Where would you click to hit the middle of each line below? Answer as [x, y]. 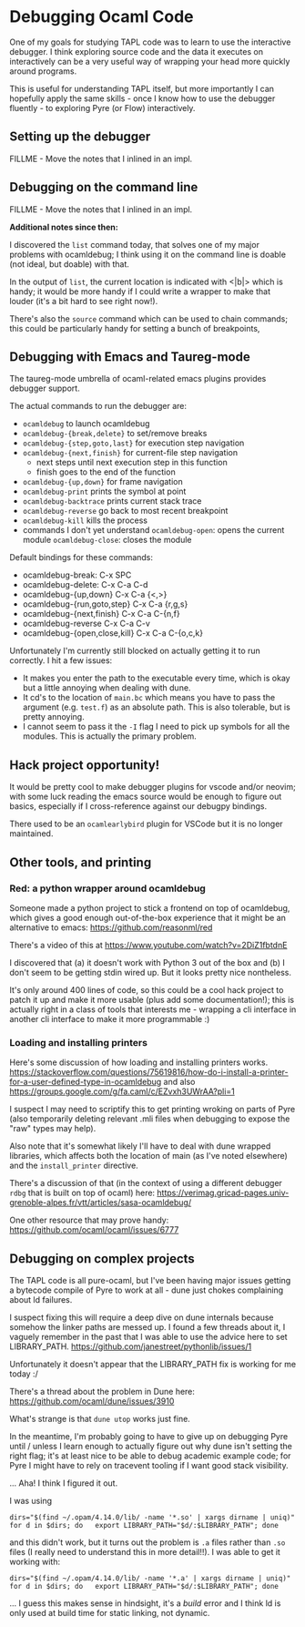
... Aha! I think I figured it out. [64, 1483]
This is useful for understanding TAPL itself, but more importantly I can [142, 88]
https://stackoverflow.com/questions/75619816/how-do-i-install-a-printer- [149, 1072]
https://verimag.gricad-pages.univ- [223, 1193]
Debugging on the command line [104, 187]
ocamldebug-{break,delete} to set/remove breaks [115, 434]
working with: [35, 1561]
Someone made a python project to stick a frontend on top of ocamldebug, [150, 907]
